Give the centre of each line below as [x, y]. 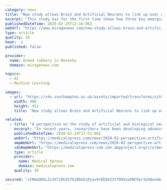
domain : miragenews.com [34, 65]
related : [14, 120]
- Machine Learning [30, 83]
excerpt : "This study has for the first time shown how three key [75, 19]
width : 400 [25, 101]
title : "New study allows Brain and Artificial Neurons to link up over [82, 14]
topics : [13, 74]
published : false [23, 47]
